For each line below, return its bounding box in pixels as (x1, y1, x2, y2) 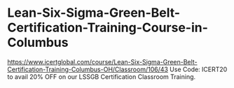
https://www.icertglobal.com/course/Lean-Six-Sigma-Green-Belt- (7, 57, 198, 66)
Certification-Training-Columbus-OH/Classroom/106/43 (7, 65, 168, 73)
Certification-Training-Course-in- (7, 20, 209, 36)
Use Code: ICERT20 (169, 65, 228, 73)
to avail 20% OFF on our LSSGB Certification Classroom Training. (7, 72, 196, 81)
